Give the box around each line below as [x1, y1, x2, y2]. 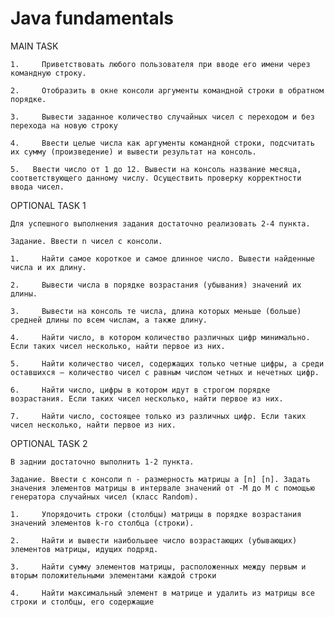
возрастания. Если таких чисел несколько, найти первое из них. [10, 393, 284, 404]
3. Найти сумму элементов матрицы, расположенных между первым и [10, 562, 307, 572]
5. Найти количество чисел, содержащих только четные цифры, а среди [10, 358, 325, 369]
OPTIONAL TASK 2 [10, 437, 88, 449]
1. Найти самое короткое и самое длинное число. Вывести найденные [10, 253, 315, 264]
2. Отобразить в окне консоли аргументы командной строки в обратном [10, 85, 325, 96]
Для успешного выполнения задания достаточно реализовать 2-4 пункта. [10, 218, 311, 229]
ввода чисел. [10, 182, 65, 192]
